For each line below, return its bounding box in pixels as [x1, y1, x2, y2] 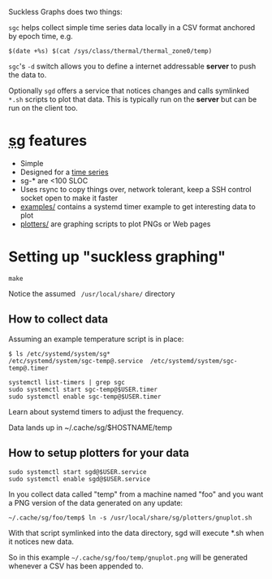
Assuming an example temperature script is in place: [8, 334, 184, 344]
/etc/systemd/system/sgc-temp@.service [8, 357, 144, 365]
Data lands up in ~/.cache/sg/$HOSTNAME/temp [8, 423, 173, 432]
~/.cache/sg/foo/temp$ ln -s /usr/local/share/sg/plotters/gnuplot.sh [8, 513, 253, 522]
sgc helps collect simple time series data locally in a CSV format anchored [8, 23, 256, 32]
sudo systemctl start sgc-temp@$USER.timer [8, 385, 158, 393]
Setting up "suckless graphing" [8, 248, 226, 266]
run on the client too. [8, 103, 79, 112]
